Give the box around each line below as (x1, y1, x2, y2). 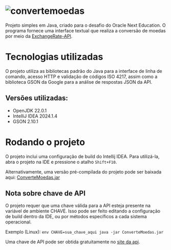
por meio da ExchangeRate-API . (5, 33, 73, 39)
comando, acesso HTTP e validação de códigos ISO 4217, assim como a (5, 73, 158, 80)
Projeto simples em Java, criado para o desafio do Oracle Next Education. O (5, 22, 166, 28)
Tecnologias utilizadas (5, 51, 103, 63)
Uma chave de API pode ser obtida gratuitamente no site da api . (5, 239, 140, 245)
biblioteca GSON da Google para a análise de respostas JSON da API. (5, 79, 153, 85)
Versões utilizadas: (5, 94, 68, 103)
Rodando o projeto (5, 136, 85, 148)
